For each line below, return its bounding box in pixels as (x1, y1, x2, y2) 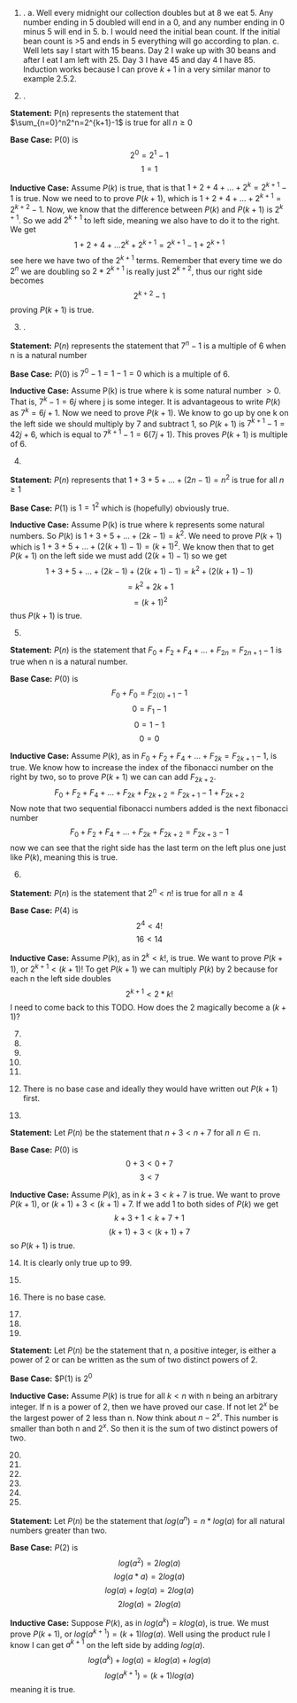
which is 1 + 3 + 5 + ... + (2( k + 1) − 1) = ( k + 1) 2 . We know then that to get (10, 540, 275, 552)
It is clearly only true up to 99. (22, 1258, 133, 1269)
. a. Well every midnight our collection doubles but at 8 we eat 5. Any (22, 8, 274, 18)
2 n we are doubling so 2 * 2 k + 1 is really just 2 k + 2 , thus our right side (10, 264, 263, 277)
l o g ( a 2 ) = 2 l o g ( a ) (118, 1556, 181, 1568)
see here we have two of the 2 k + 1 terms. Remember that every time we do (10, 253, 283, 265)
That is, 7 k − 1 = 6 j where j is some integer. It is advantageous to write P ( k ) (10, 395, 281, 407)
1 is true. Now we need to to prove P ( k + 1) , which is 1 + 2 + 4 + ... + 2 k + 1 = (10, 191, 282, 203)
